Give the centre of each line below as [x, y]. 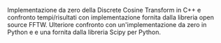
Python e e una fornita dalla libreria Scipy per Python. [84, 32]
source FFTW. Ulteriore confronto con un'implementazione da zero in [107, 25]
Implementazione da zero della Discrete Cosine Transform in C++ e [104, 10]
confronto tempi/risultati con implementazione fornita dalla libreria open [111, 17]
